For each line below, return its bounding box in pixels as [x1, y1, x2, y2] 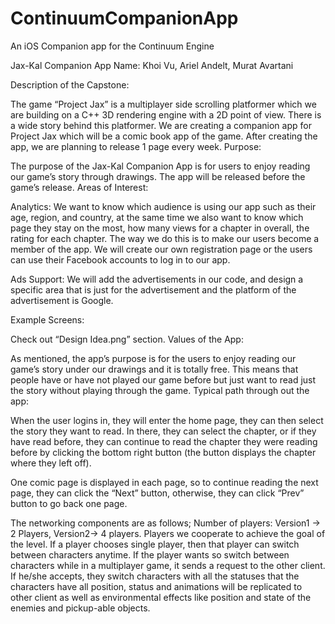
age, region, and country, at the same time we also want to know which [10, 211, 304, 223]
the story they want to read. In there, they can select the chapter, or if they [10, 425, 317, 437]
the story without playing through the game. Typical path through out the [10, 384, 310, 396]
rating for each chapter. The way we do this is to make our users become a [10, 232, 320, 244]
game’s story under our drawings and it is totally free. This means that [10, 363, 299, 375]
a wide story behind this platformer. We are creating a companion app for [10, 119, 312, 131]
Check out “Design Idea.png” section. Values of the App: [10, 333, 244, 345]
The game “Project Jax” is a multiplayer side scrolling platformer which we [10, 98, 317, 110]
